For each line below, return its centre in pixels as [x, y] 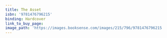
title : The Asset [23, 10]
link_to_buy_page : [24, 23]
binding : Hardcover [25, 19]
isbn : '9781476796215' [29, 14]
